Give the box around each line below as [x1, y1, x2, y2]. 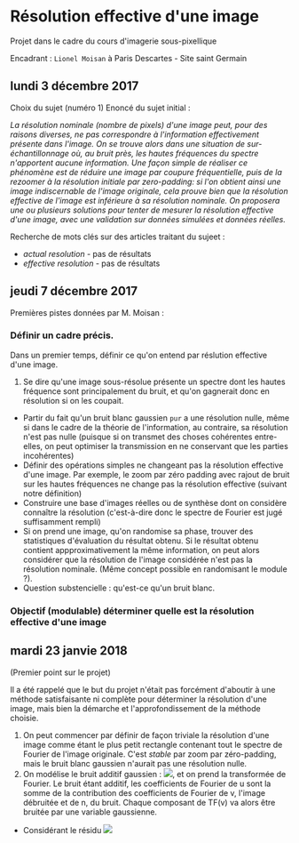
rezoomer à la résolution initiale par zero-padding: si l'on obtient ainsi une [10, 176, 282, 187]
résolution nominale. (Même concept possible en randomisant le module [22, 563, 287, 574]
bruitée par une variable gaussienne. [22, 807, 158, 817]
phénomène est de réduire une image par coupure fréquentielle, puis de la [10, 166, 283, 177]
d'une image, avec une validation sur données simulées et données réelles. [10, 213, 287, 224]
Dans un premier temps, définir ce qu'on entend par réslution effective [10, 349, 268, 360]
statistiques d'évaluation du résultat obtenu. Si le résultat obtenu [22, 535, 259, 546]
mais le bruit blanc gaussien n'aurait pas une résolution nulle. [22, 758, 248, 768]
